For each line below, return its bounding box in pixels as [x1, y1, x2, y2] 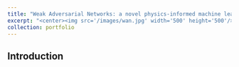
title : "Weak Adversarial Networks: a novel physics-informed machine [7, 10, 221, 18]
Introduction [7, 50, 64, 62]
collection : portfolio [7, 24, 75, 31]
